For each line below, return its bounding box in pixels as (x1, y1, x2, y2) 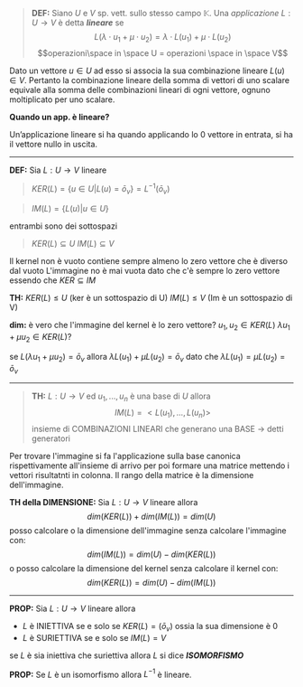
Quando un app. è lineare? (9, 111, 110, 122)
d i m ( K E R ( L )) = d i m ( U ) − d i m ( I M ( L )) (87, 578, 216, 588)
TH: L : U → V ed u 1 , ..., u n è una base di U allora (31, 391, 211, 404)
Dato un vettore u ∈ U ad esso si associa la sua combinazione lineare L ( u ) (9, 65, 286, 76)
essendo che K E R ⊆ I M (9, 275, 96, 286)
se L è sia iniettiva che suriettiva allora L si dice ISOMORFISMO (9, 650, 244, 661)
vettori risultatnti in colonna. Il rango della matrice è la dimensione (9, 470, 254, 481)
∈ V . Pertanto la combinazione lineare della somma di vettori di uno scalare (9, 74, 290, 85)
